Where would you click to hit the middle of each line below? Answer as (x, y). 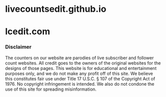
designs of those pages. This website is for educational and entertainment (81, 68)
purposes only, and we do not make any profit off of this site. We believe (79, 73)
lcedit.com (28, 32)
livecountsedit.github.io (56, 9)
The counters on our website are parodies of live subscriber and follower (80, 58)
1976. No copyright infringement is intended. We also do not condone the (80, 84)
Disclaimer (18, 47)
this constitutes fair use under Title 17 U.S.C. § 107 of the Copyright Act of (80, 79)
